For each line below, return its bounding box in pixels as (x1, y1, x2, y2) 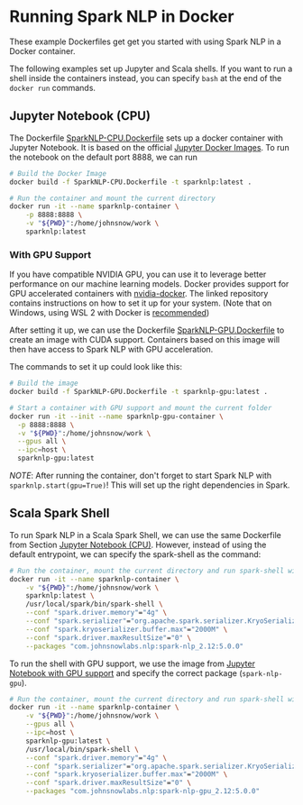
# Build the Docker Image (9, 169, 106, 178)
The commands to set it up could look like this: (9, 361, 183, 372)
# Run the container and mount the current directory (9, 194, 216, 203)
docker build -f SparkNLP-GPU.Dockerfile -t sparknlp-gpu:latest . (9, 388, 269, 397)
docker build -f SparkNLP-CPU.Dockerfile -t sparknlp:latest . (9, 178, 252, 187)
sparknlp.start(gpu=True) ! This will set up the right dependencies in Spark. (9, 480, 290, 490)
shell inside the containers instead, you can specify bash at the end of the (9, 72, 282, 83)
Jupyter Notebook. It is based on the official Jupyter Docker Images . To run (9, 142, 290, 152)
